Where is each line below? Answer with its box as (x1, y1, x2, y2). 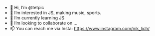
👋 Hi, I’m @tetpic (9, 5, 44, 10)
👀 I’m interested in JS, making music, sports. (9, 10, 101, 16)
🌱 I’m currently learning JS (9, 15, 65, 20)
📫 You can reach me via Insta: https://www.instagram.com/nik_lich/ (9, 26, 150, 31)
